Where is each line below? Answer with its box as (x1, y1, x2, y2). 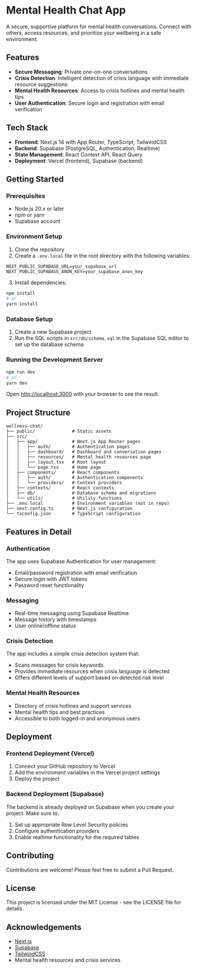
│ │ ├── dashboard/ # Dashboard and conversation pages (6, 449, 162, 455)
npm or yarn (14, 211, 45, 218)
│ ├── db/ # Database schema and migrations (6, 490, 157, 496)
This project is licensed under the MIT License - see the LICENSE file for (6, 899, 181, 906)
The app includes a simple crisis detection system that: (6, 650, 140, 657)
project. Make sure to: (6, 810, 59, 817)
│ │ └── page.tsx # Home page (6, 464, 101, 471)
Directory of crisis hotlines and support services (14, 702, 132, 709)
